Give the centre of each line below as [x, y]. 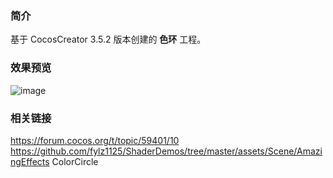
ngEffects [30, 161]
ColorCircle [75, 161]
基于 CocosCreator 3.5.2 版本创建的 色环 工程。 [108, 39]
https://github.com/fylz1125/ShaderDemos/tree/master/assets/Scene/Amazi [166, 151]
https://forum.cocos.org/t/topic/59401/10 [95, 140]
